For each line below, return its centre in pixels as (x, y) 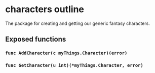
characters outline (45, 9)
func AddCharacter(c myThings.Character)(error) (66, 53)
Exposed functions (36, 39)
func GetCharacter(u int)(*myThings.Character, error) (74, 65)
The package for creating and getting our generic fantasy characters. (78, 23)
